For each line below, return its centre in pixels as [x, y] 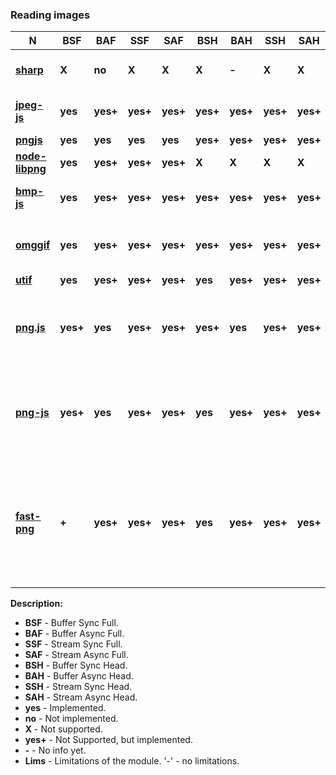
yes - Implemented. [65, 708]
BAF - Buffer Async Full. [74, 634]
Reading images [50, 15]
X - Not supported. [63, 729]
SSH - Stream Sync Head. [78, 687]
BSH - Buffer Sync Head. [76, 665]
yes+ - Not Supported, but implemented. [108, 740]
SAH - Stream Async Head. [81, 697]
